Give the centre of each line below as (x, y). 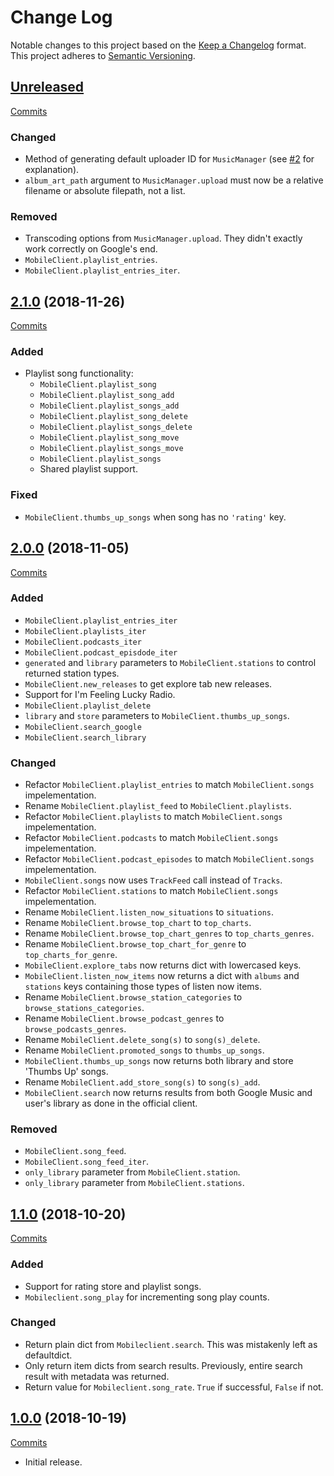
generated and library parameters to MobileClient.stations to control (170, 662)
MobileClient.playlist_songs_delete (116, 427)
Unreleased (47, 87)
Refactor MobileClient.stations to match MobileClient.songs (151, 891)
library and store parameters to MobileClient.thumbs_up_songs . (157, 715)
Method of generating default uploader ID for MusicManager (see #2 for (169, 159)
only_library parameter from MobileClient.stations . (134, 1183)
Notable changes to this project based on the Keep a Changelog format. (158, 45)
